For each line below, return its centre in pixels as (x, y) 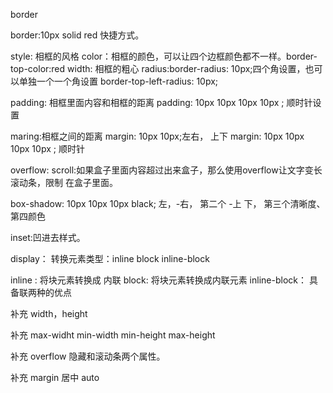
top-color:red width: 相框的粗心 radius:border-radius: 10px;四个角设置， (158, 68)
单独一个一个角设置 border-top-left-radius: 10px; (118, 81)
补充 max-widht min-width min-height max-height (113, 335)
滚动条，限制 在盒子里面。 (64, 182)
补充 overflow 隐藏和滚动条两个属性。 (88, 356)
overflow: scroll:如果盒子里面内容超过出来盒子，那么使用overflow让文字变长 (166, 170)
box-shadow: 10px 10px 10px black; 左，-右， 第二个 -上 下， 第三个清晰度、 (168, 203)
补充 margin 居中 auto (55, 377)
